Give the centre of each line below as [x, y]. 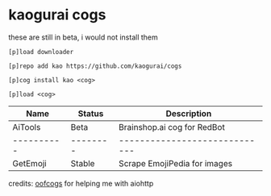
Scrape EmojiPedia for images [175, 163]
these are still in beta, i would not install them [83, 37]
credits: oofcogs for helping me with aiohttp [81, 183]
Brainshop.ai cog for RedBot [172, 127]
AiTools [27, 127]
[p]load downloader [41, 52]
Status [91, 113]
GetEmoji [29, 163]
